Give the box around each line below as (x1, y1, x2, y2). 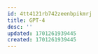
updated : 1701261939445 (7, 29, 77, 37)
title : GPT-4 (7, 17, 45, 24)
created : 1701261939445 (7, 36, 77, 43)
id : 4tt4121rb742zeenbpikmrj (7, 10, 92, 18)
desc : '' (7, 23, 33, 30)
